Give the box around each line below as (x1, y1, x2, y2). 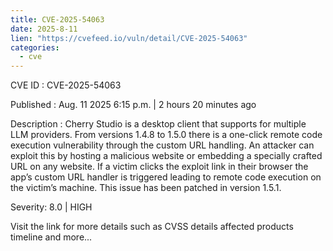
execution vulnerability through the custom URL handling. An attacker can (10, 139, 315, 151)
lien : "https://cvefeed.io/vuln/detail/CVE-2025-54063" (10, 33, 248, 43)
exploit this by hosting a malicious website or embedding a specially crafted (10, 150, 323, 162)
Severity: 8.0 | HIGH (10, 201, 93, 213)
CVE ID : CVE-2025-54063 (10, 79, 122, 91)
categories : (10, 42, 60, 53)
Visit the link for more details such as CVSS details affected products (10, 221, 294, 233)
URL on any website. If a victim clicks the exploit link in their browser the (10, 161, 309, 173)
